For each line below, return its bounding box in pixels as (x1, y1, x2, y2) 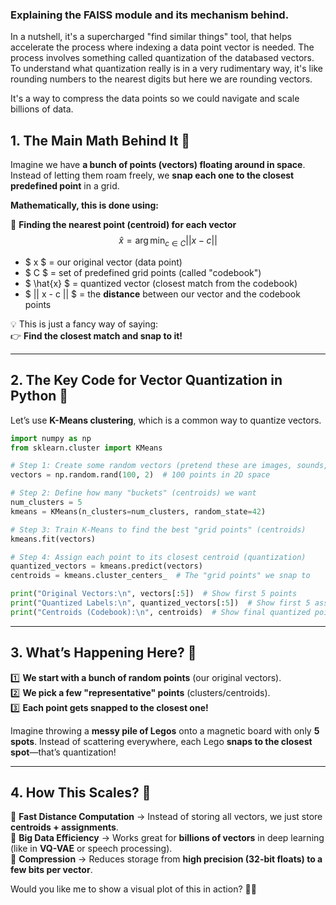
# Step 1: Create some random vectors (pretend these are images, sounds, (10, 461, 329, 471)
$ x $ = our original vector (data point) (24, 256, 183, 268)
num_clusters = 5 (10, 498, 83, 508)
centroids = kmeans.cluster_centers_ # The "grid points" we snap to (10, 571, 311, 581)
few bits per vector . (10, 864, 93, 876)
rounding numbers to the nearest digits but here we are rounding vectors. (10, 73, 313, 85)
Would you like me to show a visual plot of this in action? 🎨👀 (10, 883, 257, 895)
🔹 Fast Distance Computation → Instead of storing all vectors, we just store (10, 811, 323, 823)
